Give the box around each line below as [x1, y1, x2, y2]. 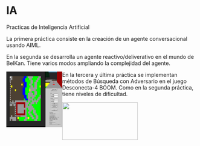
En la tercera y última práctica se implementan [62, 71, 178, 78]
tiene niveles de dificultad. [62, 90, 128, 97]
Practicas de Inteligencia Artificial [6, 23, 89, 31]
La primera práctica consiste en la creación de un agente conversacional [6, 35, 187, 42]
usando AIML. [6, 41, 41, 49]
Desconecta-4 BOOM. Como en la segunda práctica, [62, 84, 194, 91]
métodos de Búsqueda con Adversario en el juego [62, 78, 187, 85]
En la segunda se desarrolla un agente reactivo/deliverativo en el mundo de [6, 53, 195, 60]
